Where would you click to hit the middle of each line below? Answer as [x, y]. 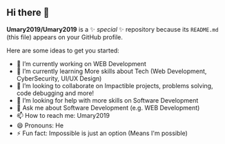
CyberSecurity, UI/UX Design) [59, 78]
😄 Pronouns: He [40, 125]
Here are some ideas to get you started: [63, 50]
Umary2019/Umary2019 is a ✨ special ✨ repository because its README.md [112, 29]
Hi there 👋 [28, 13]
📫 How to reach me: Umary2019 [63, 115]
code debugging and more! [55, 93]
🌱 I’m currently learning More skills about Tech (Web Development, [111, 71]
